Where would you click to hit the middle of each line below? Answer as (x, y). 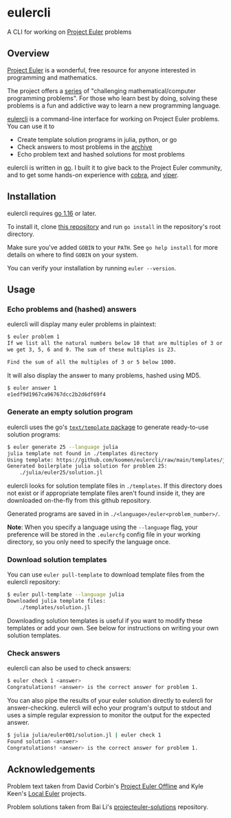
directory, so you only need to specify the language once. (89, 542)
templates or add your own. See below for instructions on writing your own (113, 628)
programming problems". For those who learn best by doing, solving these (112, 98)
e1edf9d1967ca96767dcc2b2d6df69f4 (57, 395)
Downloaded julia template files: (57, 601)
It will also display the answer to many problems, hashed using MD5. (104, 375)
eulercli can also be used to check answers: (69, 668)
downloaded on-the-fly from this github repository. (79, 501)
